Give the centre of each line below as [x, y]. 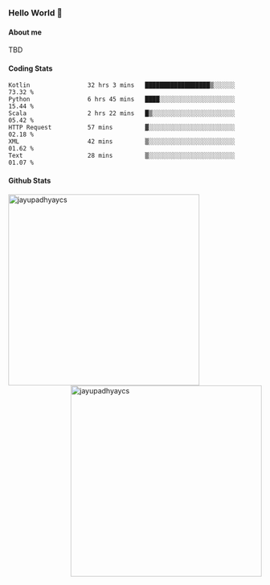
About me [25, 32]
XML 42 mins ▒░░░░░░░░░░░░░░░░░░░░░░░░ [122, 142]
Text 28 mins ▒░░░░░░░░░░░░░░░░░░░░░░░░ [122, 156]
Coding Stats [31, 68]
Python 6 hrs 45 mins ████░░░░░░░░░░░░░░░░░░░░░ [122, 100]
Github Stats [30, 180]
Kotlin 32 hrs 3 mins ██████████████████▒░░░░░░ [122, 85]
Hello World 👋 [35, 13]
